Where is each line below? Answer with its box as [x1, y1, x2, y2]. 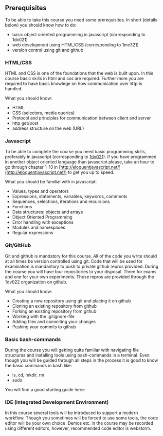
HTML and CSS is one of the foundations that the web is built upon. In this [5, 70, 154, 76]
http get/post [12, 120, 39, 126]
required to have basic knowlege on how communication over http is [5, 80, 143, 87]
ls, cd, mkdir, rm [12, 372, 45, 377]
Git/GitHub [5, 242, 31, 249]
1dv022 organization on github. [5, 279, 68, 285]
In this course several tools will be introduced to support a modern [5, 410, 138, 416]
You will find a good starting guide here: [5, 387, 85, 392]
